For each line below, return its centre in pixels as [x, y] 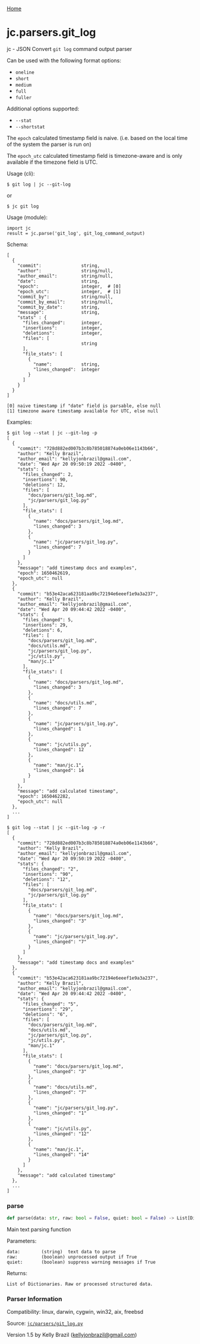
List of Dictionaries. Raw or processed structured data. [80, 1284]
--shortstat [30, 127]
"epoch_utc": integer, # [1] [69, 291]
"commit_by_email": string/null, [65, 302]
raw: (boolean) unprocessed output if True [72, 1257]
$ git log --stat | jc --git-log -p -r [56, 827]
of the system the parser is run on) [49, 144]
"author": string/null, [65, 271]
